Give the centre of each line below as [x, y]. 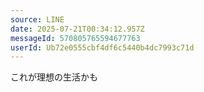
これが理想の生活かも [54, 77]
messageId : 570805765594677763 [75, 38]
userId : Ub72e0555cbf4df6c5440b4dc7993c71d [102, 47]
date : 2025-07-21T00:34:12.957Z [77, 29]
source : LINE [37, 19]
